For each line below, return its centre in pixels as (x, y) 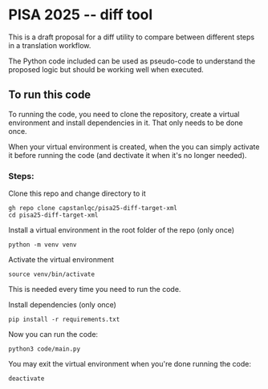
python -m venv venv (43, 245)
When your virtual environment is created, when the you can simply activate (134, 147)
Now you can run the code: (53, 334)
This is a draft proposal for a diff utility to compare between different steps (132, 37)
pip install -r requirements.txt (64, 320)
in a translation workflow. (50, 45)
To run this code (50, 95)
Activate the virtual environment (61, 260)
